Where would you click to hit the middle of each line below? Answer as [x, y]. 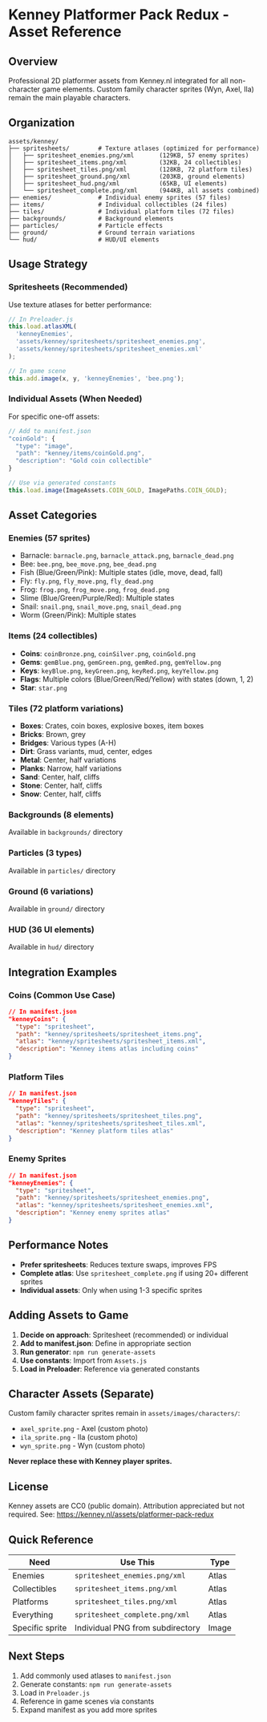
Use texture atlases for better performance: [80, 304]
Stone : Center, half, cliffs [61, 786]
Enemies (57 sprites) [49, 538]
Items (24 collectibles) [53, 636]
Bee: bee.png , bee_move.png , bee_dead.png [88, 564]
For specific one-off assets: [54, 416]
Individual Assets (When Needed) [75, 399]
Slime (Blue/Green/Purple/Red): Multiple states [97, 598]
